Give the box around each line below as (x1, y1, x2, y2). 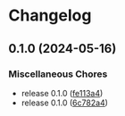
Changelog (8, 5, 92, 26)
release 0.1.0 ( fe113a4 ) (21, 87, 104, 98)
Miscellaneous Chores (8, 68, 108, 80)
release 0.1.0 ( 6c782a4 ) (21, 97, 109, 108)
